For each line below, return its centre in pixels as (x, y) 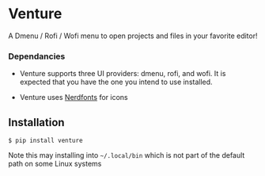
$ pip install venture (45, 141)
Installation (36, 122)
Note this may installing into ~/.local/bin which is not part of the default (127, 155)
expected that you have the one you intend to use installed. (116, 82)
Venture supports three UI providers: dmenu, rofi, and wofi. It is (123, 74)
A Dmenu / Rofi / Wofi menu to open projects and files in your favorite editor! (133, 36)
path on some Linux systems (55, 164)
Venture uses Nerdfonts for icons (74, 98)
